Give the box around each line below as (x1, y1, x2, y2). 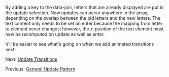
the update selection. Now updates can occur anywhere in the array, (5, 10, 149, 16)
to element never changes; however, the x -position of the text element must (5, 26, 164, 32)
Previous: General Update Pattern (5, 66, 76, 72)
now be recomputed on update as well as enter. (5, 31, 105, 37)
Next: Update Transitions (5, 56, 57, 62)
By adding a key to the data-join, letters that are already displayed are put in (5, 5, 164, 10)
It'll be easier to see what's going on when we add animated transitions (5, 41, 154, 47)
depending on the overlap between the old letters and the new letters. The (5, 15, 161, 21)
